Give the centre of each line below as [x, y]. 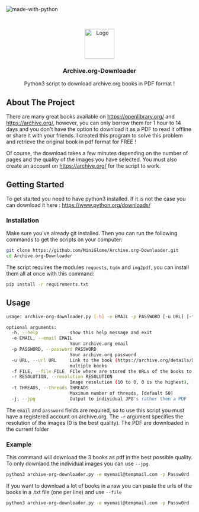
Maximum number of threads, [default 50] [121, 393]
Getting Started [35, 185]
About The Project [41, 102]
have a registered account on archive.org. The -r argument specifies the [95, 416]
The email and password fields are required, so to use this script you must [95, 410]
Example [19, 444]
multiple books [89, 366]
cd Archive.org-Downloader [39, 256]
